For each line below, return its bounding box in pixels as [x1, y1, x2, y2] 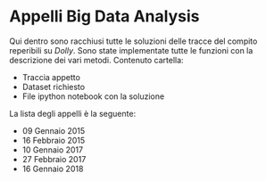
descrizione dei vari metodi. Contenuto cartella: [9, 54, 185, 65]
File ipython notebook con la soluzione [21, 91, 165, 102]
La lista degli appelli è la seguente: [9, 108, 137, 119]
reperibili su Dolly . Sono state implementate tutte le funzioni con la [9, 45, 254, 55]
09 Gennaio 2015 [21, 125, 86, 136]
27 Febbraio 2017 [21, 153, 87, 164]
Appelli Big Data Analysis [9, 6, 200, 27]
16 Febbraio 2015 [21, 135, 86, 145]
